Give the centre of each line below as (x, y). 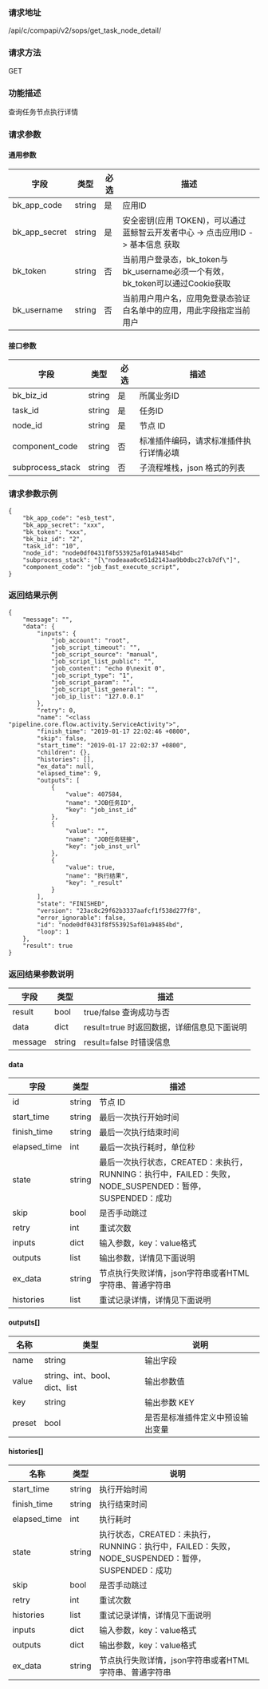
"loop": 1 (53, 932)
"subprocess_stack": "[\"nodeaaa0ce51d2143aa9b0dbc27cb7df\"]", (132, 560)
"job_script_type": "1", (92, 675)
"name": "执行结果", (97, 876)
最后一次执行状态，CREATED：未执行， (173, 1162)
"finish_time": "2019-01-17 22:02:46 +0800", (114, 731)
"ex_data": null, (65, 766)
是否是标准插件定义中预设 (193, 1417)
